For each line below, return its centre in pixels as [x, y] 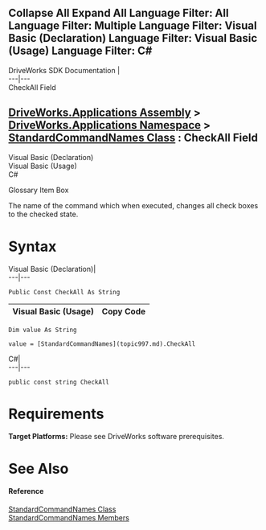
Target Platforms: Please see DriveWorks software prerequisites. [117, 436]
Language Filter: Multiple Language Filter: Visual [133, 26]
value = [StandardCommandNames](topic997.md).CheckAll [102, 344]
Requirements [56, 414]
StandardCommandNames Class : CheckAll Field [133, 138]
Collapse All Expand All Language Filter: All [119, 13]
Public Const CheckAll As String [64, 292]
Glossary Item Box [39, 190]
